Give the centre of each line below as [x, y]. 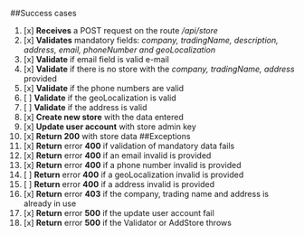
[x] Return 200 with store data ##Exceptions [107, 136]
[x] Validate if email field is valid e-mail [96, 59]
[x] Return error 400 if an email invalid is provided [117, 156]
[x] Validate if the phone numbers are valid [104, 88]
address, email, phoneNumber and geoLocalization [119, 50]
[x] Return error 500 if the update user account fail [119, 213]
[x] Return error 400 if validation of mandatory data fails [129, 146]
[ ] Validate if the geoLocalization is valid [100, 98]
